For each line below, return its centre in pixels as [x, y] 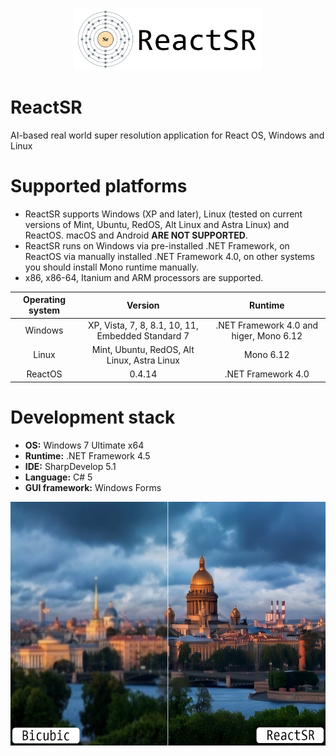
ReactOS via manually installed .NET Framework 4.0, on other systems [169, 256]
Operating [44, 300]
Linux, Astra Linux [143, 360]
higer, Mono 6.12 [267, 335]
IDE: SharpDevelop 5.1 [70, 466]
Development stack [93, 417]
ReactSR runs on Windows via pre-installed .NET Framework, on [157, 245]
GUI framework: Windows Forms [93, 487]
